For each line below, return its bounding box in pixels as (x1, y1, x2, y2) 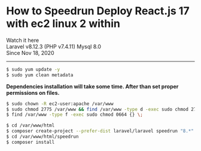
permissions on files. (6, 89, 60, 96)
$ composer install (6, 139, 55, 145)
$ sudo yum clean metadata (6, 72, 74, 78)
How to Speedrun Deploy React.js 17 (6, 4, 190, 18)
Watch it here (6, 36, 39, 44)
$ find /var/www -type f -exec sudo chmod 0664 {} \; (6, 112, 144, 118)
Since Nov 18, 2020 (6, 49, 54, 56)
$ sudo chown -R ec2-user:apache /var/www (6, 100, 114, 107)
